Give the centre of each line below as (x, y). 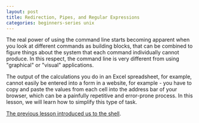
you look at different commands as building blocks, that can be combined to (99, 46)
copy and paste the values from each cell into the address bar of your (92, 90)
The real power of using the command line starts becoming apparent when (98, 40)
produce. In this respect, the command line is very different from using (93, 59)
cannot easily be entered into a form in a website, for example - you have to (99, 83)
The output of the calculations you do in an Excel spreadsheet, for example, (99, 77)
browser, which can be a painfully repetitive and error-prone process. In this (99, 96)
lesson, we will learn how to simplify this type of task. (72, 102)
